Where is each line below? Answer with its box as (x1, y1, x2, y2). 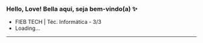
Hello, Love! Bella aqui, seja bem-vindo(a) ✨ (6, 5, 138, 13)
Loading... (14, 24, 40, 32)
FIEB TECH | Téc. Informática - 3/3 (14, 19, 101, 26)
